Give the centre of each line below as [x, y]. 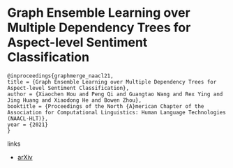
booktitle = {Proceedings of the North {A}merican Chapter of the [106, 106]
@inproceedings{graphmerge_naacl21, [60, 76]
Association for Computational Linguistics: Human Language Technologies [117, 112]
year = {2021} [28, 124]
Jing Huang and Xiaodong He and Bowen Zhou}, [74, 100]
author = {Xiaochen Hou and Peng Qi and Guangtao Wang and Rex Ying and [115, 94]
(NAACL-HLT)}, [28, 119]
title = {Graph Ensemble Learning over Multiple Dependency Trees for [112, 82]
